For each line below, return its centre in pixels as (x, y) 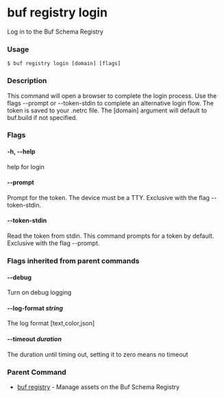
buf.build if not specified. (42, 117)
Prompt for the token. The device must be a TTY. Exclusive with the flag (109, 197)
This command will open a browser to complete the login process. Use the (112, 96)
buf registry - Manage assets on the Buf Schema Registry (98, 387)
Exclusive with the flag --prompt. (53, 243)
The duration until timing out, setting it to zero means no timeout (98, 354)
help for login (26, 166)
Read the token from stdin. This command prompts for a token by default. (111, 236)
